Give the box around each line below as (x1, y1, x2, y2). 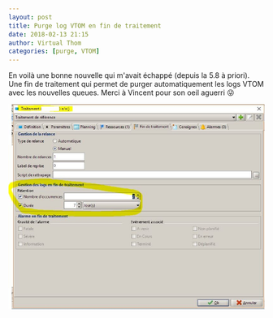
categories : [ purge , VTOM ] (8, 47, 100, 56)
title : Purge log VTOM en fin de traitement (8, 21, 162, 30)
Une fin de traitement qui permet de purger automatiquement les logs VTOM (8, 79, 264, 89)
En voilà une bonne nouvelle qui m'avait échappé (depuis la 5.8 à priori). (8, 71, 250, 80)
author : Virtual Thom (8, 39, 82, 47)
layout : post (8, 13, 53, 21)
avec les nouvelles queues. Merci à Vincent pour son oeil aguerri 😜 (8, 88, 235, 97)
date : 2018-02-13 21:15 (8, 30, 89, 38)
